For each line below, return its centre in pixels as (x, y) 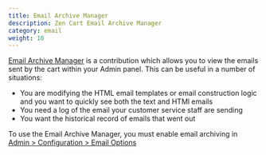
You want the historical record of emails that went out (108, 119)
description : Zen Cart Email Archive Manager (85, 23)
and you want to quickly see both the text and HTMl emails (116, 101)
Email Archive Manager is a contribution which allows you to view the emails (133, 61)
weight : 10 (26, 38)
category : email (35, 30)
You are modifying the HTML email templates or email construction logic (138, 93)
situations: (25, 77)
